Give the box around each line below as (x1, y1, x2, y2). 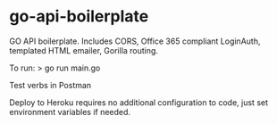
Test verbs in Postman (9, 79, 92, 90)
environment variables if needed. (9, 106, 131, 117)
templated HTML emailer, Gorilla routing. (9, 45, 159, 55)
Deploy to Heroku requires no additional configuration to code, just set (9, 96, 269, 108)
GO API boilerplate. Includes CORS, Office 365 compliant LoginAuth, (9, 36, 261, 46)
